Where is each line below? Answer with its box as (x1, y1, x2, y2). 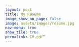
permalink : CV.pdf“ (5, 35, 46, 40)
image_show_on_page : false (5, 16, 61, 21)
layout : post (5, 7, 32, 12)
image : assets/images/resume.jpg (5, 21, 75, 26)
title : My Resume (5, 12, 41, 17)
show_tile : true (5, 30, 39, 35)
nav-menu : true (5, 25, 37, 30)
